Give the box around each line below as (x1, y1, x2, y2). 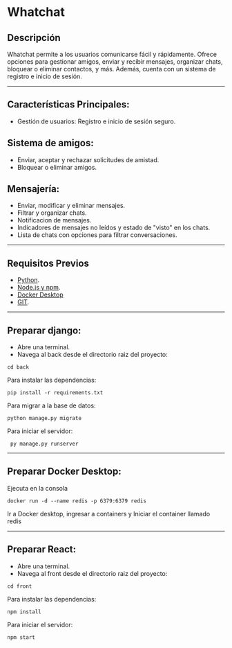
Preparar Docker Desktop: (7, 466, 122, 478)
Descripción (7, 32, 61, 44)
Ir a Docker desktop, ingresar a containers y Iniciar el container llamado (7, 509, 211, 518)
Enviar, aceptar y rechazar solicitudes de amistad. (17, 155, 159, 164)
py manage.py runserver (10, 441, 79, 448)
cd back (7, 364, 30, 371)
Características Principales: (7, 98, 130, 111)
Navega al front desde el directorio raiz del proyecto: (17, 569, 168, 577)
